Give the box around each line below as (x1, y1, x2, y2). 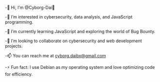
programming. (5, 19, 33, 25)
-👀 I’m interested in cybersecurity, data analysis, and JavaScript (5, 14, 133, 19)
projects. (5, 43, 23, 49)
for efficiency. (5, 71, 33, 77)
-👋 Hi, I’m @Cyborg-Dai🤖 (5, 5, 55, 10)
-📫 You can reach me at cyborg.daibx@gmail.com (5, 53, 106, 58)
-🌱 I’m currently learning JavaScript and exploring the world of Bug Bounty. (5, 29, 156, 34)
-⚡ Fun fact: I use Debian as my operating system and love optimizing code (5, 65, 155, 70)
